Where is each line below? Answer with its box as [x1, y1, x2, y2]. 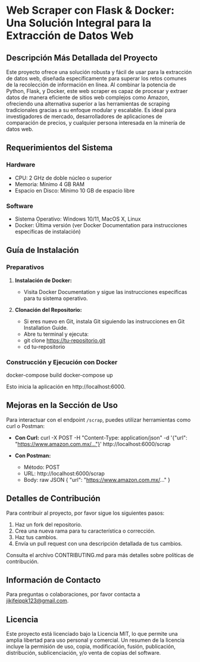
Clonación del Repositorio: [14, 306, 82, 313]
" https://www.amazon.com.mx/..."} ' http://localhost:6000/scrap [14, 440, 171, 447]
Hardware [6, 160, 36, 169]
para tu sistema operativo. [23, 295, 88, 302]
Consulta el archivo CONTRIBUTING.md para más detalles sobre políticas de [6, 551, 194, 558]
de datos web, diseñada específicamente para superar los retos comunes [6, 75, 187, 82]
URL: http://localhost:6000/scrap [23, 469, 105, 477]
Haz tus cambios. [14, 533, 58, 540]
